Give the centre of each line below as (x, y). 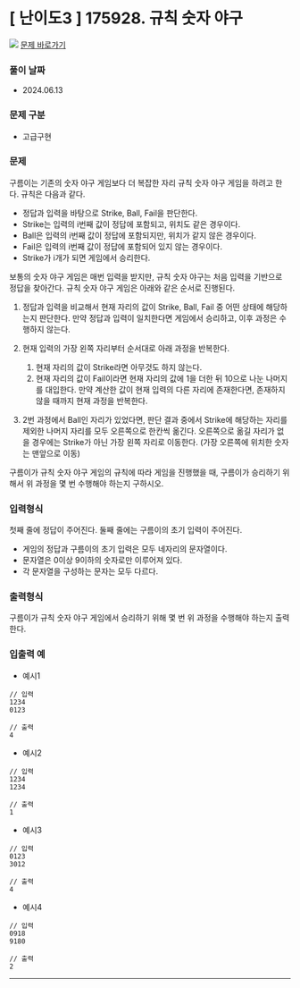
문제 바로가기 (43, 45)
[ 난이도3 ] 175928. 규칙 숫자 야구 (126, 18)
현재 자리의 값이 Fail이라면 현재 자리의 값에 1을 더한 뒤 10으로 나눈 (150, 378)
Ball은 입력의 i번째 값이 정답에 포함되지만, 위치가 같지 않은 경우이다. (139, 235)
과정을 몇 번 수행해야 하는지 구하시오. (100, 483)
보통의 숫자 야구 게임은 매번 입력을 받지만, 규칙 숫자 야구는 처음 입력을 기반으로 (146, 276)
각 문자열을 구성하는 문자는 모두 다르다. (90, 571)
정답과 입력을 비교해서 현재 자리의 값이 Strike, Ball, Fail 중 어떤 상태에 (143, 307)
